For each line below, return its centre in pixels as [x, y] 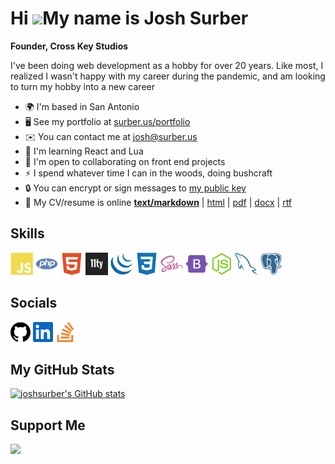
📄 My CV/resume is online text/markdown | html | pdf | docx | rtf [158, 202]
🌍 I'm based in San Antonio [82, 106]
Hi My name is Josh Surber [129, 18]
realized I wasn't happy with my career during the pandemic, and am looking [168, 76]
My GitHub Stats [62, 369]
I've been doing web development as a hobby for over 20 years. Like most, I [167, 65]
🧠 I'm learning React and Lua [84, 151]
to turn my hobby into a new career [82, 86]
